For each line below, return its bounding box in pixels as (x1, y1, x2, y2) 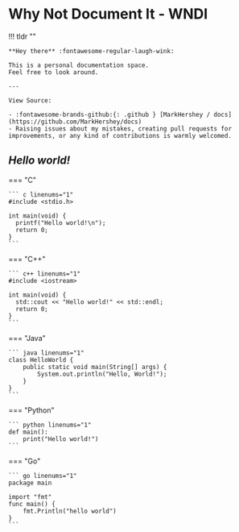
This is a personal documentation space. (8, 61, 150, 69)
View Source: (8, 96, 52, 105)
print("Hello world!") (23, 434, 99, 443)
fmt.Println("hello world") (23, 507, 117, 515)
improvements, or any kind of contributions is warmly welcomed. (8, 131, 232, 139)
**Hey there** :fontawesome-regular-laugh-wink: (8, 47, 175, 55)
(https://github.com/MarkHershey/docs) (8, 118, 142, 126)
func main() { (8, 500, 56, 508)
